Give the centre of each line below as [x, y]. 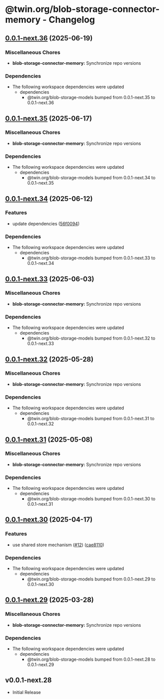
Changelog [72, 20]
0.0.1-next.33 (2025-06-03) [50, 279]
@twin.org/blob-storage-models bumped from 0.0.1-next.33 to [91, 258]
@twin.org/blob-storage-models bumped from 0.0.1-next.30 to [91, 499]
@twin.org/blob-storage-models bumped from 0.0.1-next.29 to [91, 579]
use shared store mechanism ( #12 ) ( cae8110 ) [58, 545]
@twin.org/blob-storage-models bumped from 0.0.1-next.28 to [91, 659]
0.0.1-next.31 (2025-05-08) [49, 439]
